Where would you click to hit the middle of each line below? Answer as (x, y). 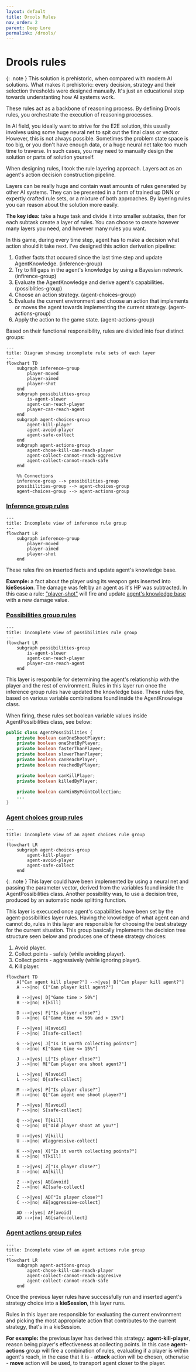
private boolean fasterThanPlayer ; (60, 749)
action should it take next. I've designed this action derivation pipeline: (91, 246)
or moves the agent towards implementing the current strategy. (91, 307)
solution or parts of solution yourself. (50, 157)
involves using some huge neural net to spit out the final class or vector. (93, 132)
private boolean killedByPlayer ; (57, 781)
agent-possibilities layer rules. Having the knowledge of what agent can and (98, 918)
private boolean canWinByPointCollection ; (69, 792)
